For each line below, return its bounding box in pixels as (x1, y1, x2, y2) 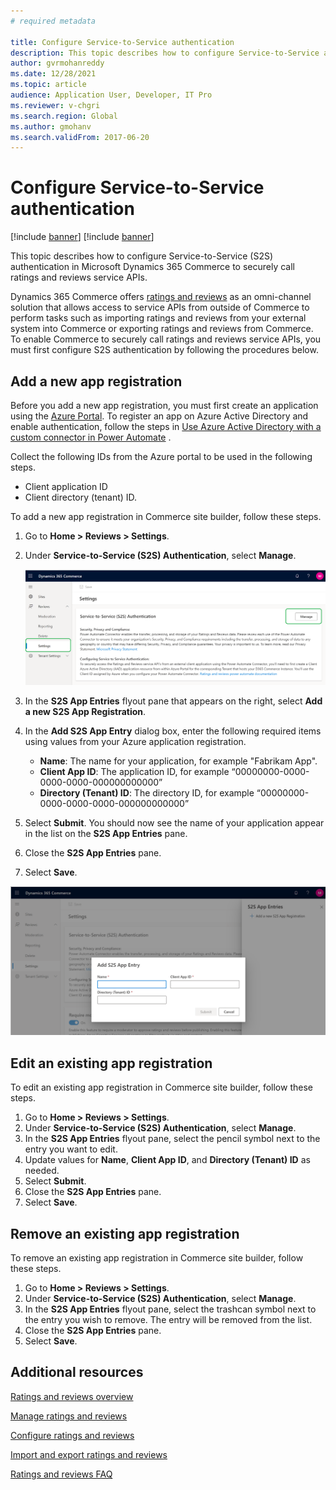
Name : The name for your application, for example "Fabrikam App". (39, 755, 318, 767)
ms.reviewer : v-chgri (10, 100, 101, 110)
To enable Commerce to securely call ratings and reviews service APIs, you (10, 333, 322, 345)
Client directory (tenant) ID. (24, 491, 138, 503)
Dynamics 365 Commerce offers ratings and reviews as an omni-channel (10, 291, 312, 303)
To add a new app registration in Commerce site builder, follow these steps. (10, 511, 322, 522)
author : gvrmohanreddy (10, 58, 105, 69)
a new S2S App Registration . (24, 706, 147, 718)
